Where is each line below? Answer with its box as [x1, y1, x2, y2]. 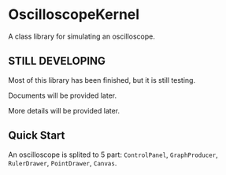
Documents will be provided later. [8, 91, 117, 100]
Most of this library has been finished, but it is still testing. [8, 75, 195, 84]
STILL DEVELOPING [8, 54, 106, 68]
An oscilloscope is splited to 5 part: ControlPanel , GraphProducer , [8, 150, 218, 159]
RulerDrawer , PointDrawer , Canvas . [8, 158, 117, 167]
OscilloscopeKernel [8, 6, 140, 24]
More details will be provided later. [8, 106, 120, 115]
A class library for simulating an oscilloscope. [8, 32, 156, 41]
